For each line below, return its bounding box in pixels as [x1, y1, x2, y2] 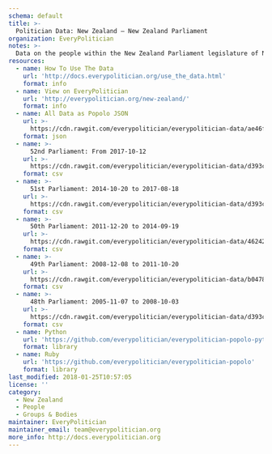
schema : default [8, 11, 63, 20]
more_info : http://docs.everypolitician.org [8, 433, 161, 441]
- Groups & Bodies [15, 410, 79, 419]
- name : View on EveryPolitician [15, 87, 129, 95]
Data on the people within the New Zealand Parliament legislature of [15, 49, 259, 57]
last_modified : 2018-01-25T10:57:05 [8, 373, 132, 381]
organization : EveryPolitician [8, 34, 114, 43]
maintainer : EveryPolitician [8, 418, 107, 426]
